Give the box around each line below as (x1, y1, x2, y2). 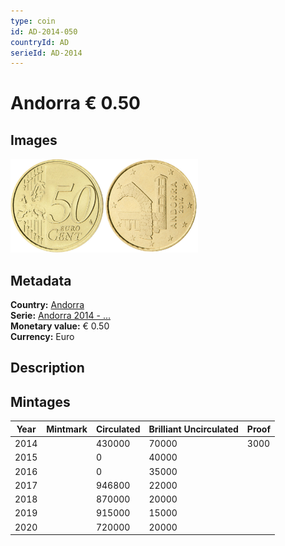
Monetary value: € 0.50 (10, 320, 110, 332)
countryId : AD (10, 37, 70, 47)
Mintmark (46, 423, 88, 435)
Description (10, 360, 85, 377)
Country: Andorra (10, 299, 85, 311)
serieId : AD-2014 (10, 48, 83, 58)
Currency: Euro (10, 331, 75, 343)
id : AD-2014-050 (10, 26, 78, 37)
